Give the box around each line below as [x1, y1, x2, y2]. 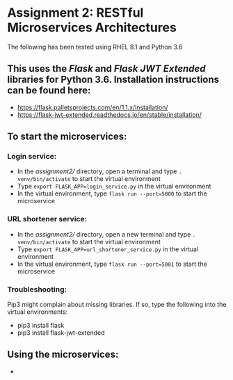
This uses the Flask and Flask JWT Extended [7, 63, 206, 74]
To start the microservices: [7, 131, 127, 143]
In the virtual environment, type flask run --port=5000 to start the [17, 189, 207, 198]
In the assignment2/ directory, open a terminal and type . [17, 167, 182, 175]
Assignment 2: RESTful [7, 5, 144, 21]
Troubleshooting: [7, 284, 67, 294]
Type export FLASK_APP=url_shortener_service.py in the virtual [17, 245, 199, 253]
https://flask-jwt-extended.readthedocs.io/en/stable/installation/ [17, 110, 202, 119]
